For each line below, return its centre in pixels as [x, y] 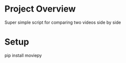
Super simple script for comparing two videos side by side [63, 22]
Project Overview [40, 9]
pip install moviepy [23, 55]
